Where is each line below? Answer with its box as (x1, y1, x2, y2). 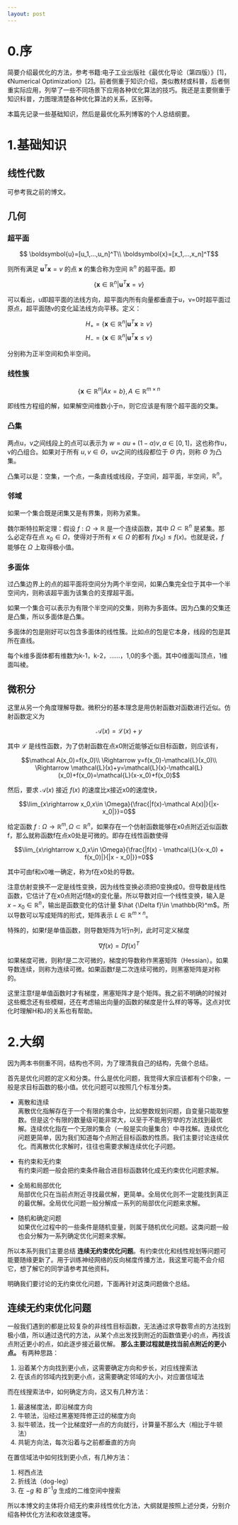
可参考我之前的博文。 (7, 187, 69, 196)
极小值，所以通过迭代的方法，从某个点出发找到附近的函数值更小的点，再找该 (7, 1331, 231, 1339)
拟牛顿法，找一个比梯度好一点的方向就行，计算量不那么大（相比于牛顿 (17, 1420, 223, 1429)
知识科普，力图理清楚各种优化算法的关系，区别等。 (7, 94, 157, 103)
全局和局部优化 (17, 1181, 62, 1189)
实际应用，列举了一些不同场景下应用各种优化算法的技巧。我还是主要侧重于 (13, 86, 231, 94)
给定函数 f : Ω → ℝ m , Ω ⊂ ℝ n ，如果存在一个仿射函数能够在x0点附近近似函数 (7, 821, 228, 831)
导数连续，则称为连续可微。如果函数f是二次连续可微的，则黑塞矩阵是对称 (7, 964, 221, 973)
